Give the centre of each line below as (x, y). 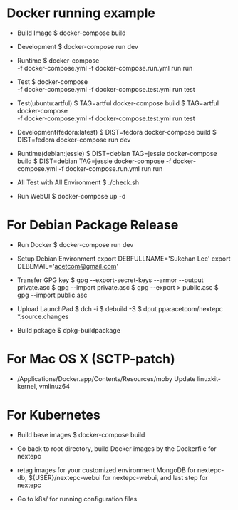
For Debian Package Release (93, 225)
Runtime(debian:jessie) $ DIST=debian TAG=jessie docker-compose (117, 153)
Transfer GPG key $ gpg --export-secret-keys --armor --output (110, 280)
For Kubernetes (53, 415)
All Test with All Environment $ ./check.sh (78, 182)
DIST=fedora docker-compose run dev (74, 140)
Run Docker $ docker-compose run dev (75, 244)
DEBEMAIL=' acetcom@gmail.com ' (68, 266)
